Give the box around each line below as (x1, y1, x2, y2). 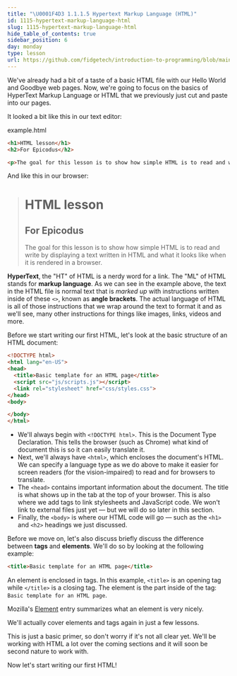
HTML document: (7, 338, 59, 347)
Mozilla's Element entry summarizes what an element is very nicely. (7, 605, 204, 613)
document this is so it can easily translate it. (17, 445, 145, 454)
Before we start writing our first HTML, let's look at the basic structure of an (7, 331, 228, 340)
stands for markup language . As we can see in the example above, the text (7, 280, 227, 288)
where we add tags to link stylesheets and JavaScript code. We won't (17, 498, 221, 507)
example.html (7, 125, 47, 134)
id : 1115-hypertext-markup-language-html (7, 17, 131, 24)
